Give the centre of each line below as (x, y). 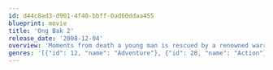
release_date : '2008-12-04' (56, 38)
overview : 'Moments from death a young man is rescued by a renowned (129, 46)
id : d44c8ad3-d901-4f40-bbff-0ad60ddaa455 (81, 16)
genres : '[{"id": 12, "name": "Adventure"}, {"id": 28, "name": (119, 53)
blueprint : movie (38, 23)
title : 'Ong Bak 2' (41, 31)
